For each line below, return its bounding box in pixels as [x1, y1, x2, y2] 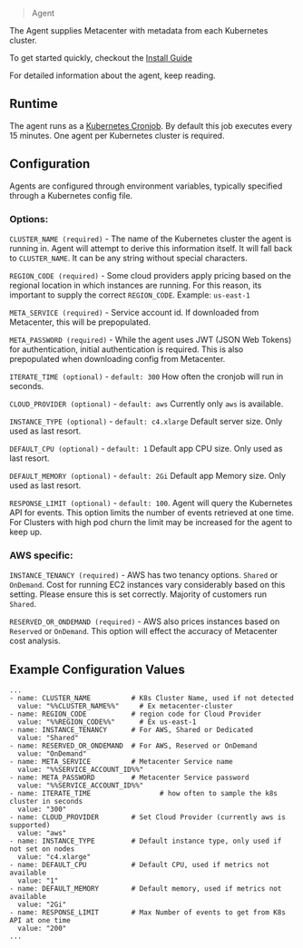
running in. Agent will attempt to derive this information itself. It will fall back [9, 242, 293, 253]
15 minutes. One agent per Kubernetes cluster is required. [9, 130, 225, 141]
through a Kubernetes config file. [9, 190, 133, 200]
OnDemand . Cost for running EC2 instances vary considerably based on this [9, 580, 286, 591]
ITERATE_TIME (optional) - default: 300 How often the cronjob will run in [9, 371, 284, 382]
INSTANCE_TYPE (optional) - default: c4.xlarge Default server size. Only [9, 415, 283, 426]
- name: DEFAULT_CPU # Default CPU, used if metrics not [9, 861, 270, 870]
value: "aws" [17, 829, 67, 838]
